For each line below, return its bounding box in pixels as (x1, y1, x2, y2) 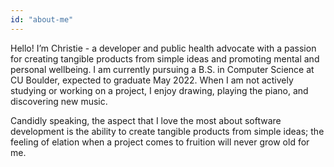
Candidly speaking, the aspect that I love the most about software (10, 114, 282, 126)
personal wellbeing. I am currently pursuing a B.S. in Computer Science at (10, 63, 315, 75)
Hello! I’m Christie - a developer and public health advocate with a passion (10, 42, 317, 54)
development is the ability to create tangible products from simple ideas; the (10, 125, 325, 137)
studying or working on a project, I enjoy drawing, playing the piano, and (10, 84, 309, 96)
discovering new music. (10, 95, 108, 107)
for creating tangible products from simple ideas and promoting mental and (10, 52, 320, 65)
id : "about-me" (10, 14, 74, 25)
